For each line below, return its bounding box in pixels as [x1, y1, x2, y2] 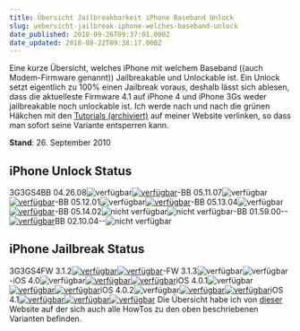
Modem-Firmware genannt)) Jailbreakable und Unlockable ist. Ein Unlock [9, 73, 280, 83]
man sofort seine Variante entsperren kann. [9, 120, 169, 131]
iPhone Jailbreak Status [9, 241, 145, 257]
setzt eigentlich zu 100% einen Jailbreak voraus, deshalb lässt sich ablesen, [9, 82, 290, 92]
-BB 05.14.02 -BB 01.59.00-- [55, 206, 288, 217]
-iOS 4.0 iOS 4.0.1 [9, 274, 209, 285]
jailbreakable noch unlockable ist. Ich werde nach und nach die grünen [9, 100, 270, 112]
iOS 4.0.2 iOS [99, 284, 284, 295]
